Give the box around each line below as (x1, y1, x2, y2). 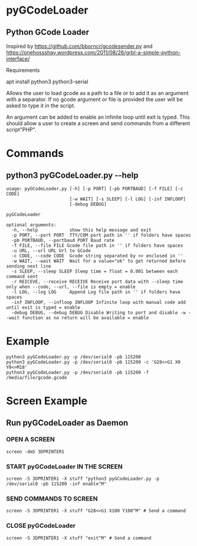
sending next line (6, 263, 51, 269)
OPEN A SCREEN (6, 435, 55, 443)
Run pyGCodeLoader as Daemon (6, 417, 129, 428)
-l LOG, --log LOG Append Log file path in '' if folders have (11, 289, 181, 295)
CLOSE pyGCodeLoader (6, 522, 76, 530)
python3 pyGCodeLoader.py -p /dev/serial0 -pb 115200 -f (6, 370, 149, 375)
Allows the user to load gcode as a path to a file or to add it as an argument (6, 90, 189, 96)
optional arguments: (6, 222, 57, 228)
